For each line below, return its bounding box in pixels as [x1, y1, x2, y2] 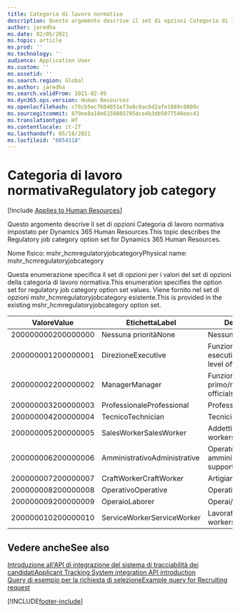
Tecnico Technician [101, 412, 164, 422]
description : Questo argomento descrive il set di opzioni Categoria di [7, 17, 229, 24]
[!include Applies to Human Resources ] [7, 206, 123, 215]
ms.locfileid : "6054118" [7, 136, 81, 144]
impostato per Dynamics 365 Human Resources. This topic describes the [7, 228, 221, 236]
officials [207, 388, 234, 398]
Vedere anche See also [7, 541, 109, 553]
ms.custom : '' [7, 64, 50, 71]
